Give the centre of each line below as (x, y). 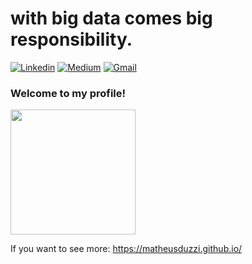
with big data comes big (111, 18)
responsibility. (71, 39)
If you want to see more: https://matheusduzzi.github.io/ (126, 249)
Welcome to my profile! (68, 93)
